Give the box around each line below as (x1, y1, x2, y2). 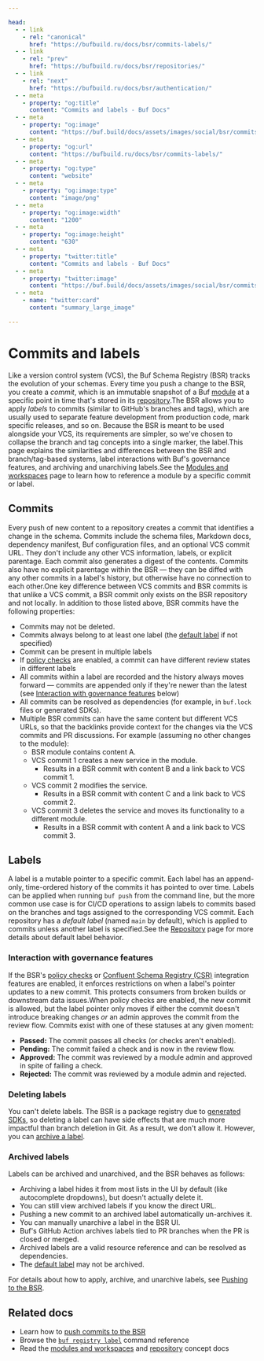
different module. (31, 813, 88, 823)
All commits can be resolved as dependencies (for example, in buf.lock (19, 697, 251, 706)
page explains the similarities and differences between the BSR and (8, 445, 226, 455)
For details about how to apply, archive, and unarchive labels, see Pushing (8, 1275, 248, 1285)
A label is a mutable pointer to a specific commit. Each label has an (8, 874, 225, 883)
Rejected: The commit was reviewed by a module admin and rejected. (19, 1069, 247, 1079)
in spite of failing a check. (19, 1060, 104, 1070)
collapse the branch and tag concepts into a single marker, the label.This (8, 437, 244, 447)
